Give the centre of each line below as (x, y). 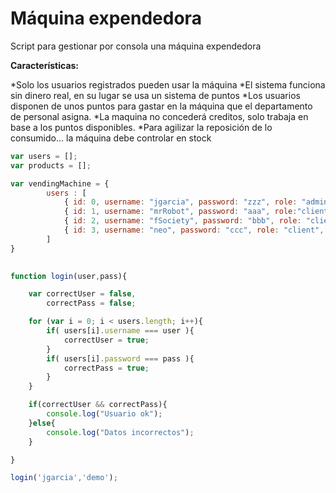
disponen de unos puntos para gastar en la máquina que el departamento (161, 106)
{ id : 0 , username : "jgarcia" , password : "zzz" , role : (180, 202)
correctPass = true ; (106, 368)
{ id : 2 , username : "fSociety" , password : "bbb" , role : (182, 221)
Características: (45, 65)
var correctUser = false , (82, 294)
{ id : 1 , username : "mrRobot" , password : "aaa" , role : (180, 212)
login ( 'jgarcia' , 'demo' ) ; (64, 478)
